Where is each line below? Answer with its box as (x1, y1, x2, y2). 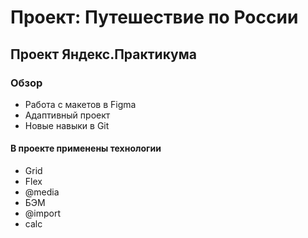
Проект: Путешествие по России (10, 6, 299, 29)
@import (24, 207, 62, 220)
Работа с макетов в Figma (24, 98, 137, 110)
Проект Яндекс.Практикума (10, 46, 197, 63)
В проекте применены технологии (10, 142, 162, 155)
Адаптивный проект (24, 109, 111, 121)
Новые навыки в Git (24, 119, 110, 131)
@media (24, 186, 60, 198)
